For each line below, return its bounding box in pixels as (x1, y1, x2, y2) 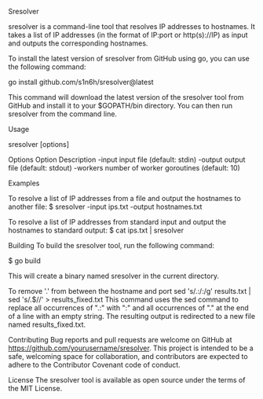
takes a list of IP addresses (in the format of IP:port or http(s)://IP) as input (8, 31, 249, 39)
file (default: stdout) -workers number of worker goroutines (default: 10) (8, 163, 241, 172)
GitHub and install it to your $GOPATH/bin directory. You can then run (8, 101, 233, 110)
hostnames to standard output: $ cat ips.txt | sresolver (8, 225, 184, 235)
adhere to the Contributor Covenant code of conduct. (8, 361, 181, 369)
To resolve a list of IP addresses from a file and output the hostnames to (8, 194, 241, 203)
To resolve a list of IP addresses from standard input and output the (8, 218, 226, 226)
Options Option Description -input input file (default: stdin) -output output (8, 155, 246, 164)
